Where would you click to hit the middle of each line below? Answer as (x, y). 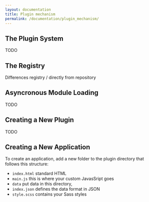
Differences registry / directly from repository (51, 77)
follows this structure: (27, 164)
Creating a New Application (48, 147)
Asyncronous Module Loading (52, 93)
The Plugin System (34, 38)
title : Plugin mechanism (30, 14)
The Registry (25, 66)
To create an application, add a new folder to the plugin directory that (75, 159)
